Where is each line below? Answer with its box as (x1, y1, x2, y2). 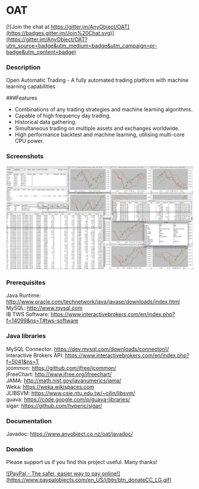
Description (6, 63, 41, 71)
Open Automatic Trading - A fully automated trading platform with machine (6, 76, 189, 84)
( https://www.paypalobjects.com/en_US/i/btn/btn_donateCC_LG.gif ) (6, 477, 172, 484)
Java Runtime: (6, 292, 41, 299)
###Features (6, 94, 37, 101)
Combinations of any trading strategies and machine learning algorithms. (14, 106, 193, 113)
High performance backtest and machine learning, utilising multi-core (14, 131, 185, 138)
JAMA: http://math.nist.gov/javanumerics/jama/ (6, 377, 121, 384)
